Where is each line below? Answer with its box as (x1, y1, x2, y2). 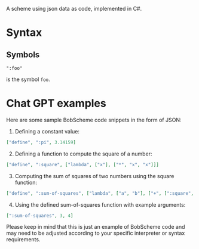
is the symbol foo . (6, 76, 51, 83)
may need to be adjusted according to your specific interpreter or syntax (6, 229, 185, 237)
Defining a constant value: (14, 127, 79, 135)
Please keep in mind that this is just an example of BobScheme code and (6, 223, 185, 231)
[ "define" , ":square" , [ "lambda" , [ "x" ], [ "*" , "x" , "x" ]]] (6, 161, 160, 167)
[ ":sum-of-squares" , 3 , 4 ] (6, 213, 74, 219)
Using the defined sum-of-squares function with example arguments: (14, 201, 186, 208)
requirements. (6, 236, 41, 243)
